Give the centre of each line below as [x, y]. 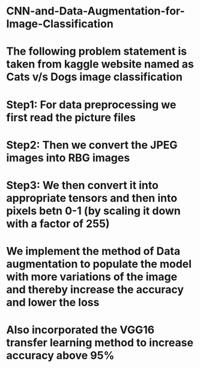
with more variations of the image [92, 277]
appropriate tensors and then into [92, 198]
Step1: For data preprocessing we [91, 104]
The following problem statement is [97, 51]
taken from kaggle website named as [100, 64]
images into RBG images [68, 157]
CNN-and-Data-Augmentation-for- [95, 11]
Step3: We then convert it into [83, 185]
